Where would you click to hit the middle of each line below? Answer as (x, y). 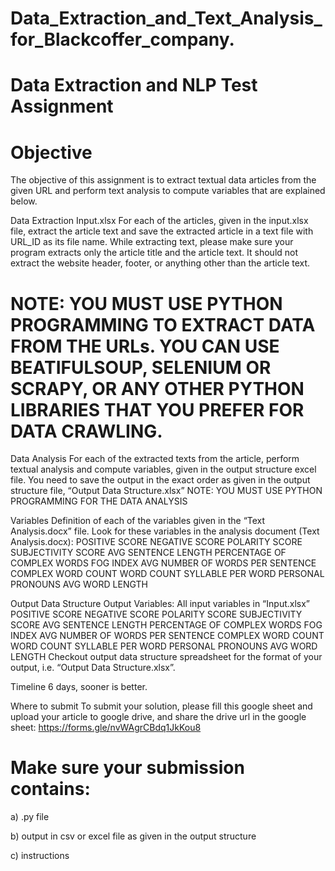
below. (24, 201)
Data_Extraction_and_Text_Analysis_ (166, 18)
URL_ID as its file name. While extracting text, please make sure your (152, 242)
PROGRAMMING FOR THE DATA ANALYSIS (99, 501)
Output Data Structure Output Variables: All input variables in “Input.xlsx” (160, 604)
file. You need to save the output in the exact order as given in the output (160, 480)
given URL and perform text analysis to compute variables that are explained (168, 191)
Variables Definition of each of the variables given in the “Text (138, 521)
